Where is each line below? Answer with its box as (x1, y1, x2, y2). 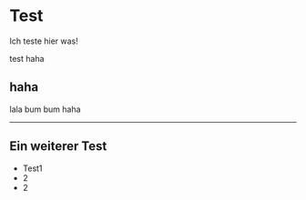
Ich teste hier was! (9, 35, 79, 46)
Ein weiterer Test (9, 138, 107, 155)
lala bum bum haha (9, 104, 81, 115)
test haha (9, 53, 45, 64)
